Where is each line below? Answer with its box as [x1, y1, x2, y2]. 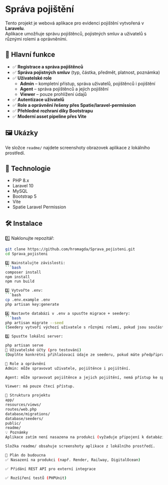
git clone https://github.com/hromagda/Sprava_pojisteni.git [5, 247, 135, 252]
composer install [5, 270, 41, 275]
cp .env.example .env [5, 297, 50, 303]
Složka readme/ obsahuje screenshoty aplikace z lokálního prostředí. [5, 444, 155, 449]
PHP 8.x [12, 177, 29, 183]
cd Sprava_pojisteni [5, 251, 48, 257]
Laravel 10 [12, 183, 34, 189]
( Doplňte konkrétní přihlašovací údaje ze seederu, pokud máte [5, 352, 140, 357]
